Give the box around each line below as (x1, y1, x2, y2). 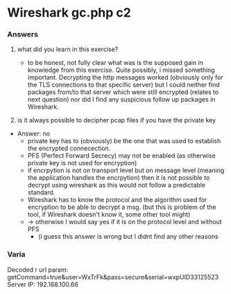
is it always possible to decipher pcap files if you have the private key (17, 116, 216, 125)
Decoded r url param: (7, 265, 69, 274)
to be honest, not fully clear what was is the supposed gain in (27, 59, 203, 67)
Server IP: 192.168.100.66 (7, 280, 78, 288)
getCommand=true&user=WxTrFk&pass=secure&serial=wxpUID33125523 (7, 273, 219, 281)
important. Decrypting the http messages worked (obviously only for (27, 73, 223, 82)
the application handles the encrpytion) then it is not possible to (27, 174, 210, 182)
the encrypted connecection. (27, 144, 111, 153)
